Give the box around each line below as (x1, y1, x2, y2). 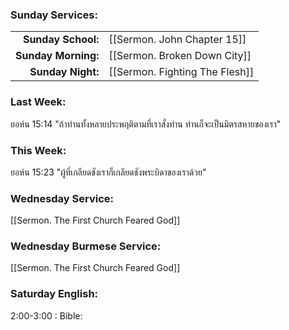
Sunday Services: (10, 8, 98, 22)
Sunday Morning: (15, 49, 100, 63)
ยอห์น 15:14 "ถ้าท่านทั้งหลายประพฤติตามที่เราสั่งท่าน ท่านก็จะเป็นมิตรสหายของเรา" (10, 118, 282, 130)
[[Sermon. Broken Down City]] (108, 49, 252, 63)
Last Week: (10, 95, 67, 109)
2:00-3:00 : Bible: (10, 309, 83, 322)
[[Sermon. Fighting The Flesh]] (108, 65, 255, 79)
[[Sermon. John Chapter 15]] (108, 33, 247, 47)
